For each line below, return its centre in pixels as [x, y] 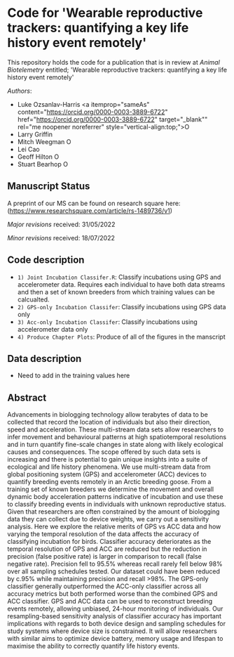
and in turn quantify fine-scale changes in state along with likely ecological [115, 445]
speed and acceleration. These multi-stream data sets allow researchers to [116, 429]
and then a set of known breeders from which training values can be [116, 292]
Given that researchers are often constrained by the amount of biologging [113, 512]
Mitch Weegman [41, 141]
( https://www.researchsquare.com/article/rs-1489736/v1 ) [90, 210]
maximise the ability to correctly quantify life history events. [94, 646]
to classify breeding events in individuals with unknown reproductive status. [117, 505]
